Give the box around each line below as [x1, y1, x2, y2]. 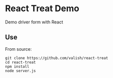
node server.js [5, 68, 36, 73]
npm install [5, 64, 29, 69]
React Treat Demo [5, 3, 80, 14]
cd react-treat [5, 59, 36, 65]
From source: [5, 46, 32, 52]
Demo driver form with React [5, 19, 64, 25]
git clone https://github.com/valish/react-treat [5, 56, 109, 60]
